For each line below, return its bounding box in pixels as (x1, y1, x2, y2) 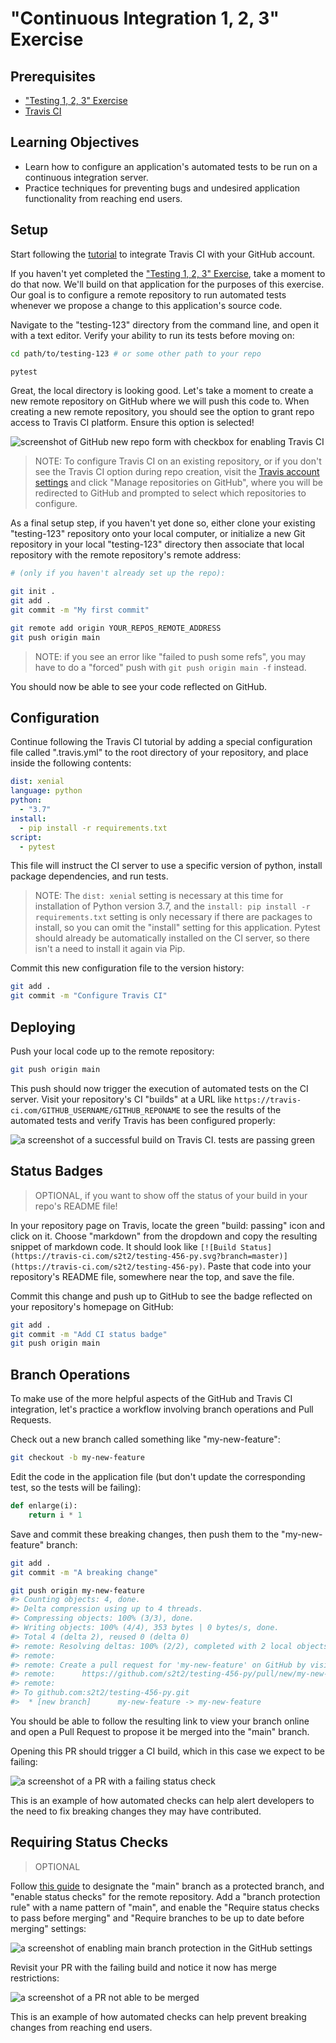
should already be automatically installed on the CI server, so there (34, 932, 310, 944)
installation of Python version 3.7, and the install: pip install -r (34, 900, 311, 912)
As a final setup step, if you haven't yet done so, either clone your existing (10, 517, 316, 529)
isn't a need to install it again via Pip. (34, 943, 186, 955)
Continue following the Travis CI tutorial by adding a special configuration (10, 736, 313, 748)
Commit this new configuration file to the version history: (10, 962, 245, 974)
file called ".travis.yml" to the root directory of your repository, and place (10, 747, 309, 759)
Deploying (10, 1018, 76, 1036)
